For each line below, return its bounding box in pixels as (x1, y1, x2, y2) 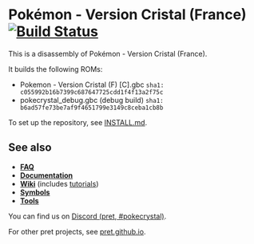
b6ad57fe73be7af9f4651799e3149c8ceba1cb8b (19, 104, 164, 112)
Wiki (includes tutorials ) (19, 179, 99, 188)
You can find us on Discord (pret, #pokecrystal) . (8, 211, 167, 221)
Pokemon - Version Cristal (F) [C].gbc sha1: (19, 80, 165, 89)
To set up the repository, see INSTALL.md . (8, 117, 148, 127)
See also (8, 141, 52, 155)
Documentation (19, 170, 73, 180)
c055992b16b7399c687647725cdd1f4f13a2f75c (19, 88, 164, 96)
